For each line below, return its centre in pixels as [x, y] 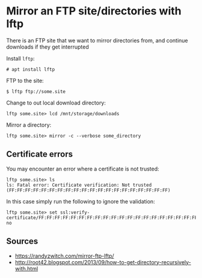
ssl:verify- [75, 212]
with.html [26, 268]
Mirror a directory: [29, 125]
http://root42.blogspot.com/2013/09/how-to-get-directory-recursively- [103, 262]
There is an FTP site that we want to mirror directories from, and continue [97, 40]
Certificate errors [40, 154]
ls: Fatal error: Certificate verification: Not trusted [79, 185]
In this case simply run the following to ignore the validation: [81, 201]
